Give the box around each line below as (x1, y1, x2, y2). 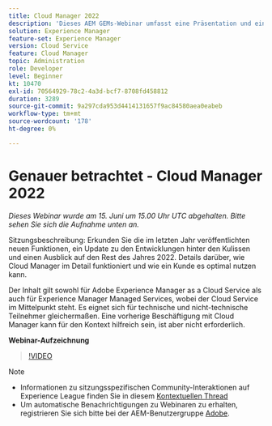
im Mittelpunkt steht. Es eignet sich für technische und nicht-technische (8, 302, 249, 312)
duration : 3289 (8, 95, 60, 103)
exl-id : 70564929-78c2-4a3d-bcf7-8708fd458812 (8, 87, 168, 96)
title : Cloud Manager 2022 (8, 11, 100, 20)
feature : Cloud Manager (8, 49, 89, 58)
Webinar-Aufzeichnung (8, 335, 90, 345)
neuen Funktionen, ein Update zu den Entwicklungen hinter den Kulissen (8, 244, 251, 253)
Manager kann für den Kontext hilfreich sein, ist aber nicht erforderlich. (8, 319, 245, 329)
